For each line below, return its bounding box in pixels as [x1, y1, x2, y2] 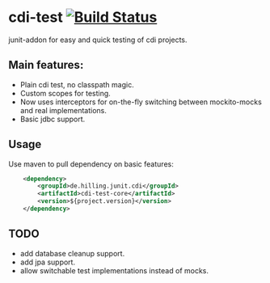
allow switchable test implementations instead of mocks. [19, 265, 209, 275]
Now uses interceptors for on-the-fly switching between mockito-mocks [19, 97, 263, 107]
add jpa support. [19, 257, 75, 267]
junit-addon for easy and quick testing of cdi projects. [8, 35, 188, 44]
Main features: [8, 58, 84, 72]
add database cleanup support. [19, 248, 125, 258]
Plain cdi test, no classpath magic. [19, 79, 135, 89]
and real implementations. [19, 105, 108, 115]
